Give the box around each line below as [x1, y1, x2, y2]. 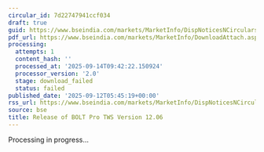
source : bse [8, 107, 47, 114]
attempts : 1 [15, 48, 55, 56]
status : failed [15, 84, 65, 92]
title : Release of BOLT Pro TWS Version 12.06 [8, 114, 163, 121]
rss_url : [8, 99, 37, 107]
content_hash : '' [15, 56, 72, 63]
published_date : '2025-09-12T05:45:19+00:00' [8, 92, 159, 100]
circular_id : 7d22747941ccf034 [8, 11, 111, 20]
